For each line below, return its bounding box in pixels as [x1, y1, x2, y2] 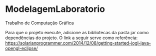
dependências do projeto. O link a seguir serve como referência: [5, 35, 138, 41]
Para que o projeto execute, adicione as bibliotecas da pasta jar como [5, 29, 149, 35]
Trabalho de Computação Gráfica [5, 20, 74, 26]
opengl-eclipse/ [5, 45, 38, 51]
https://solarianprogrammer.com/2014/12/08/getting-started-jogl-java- [5, 40, 151, 46]
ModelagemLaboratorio [5, 3, 105, 15]
